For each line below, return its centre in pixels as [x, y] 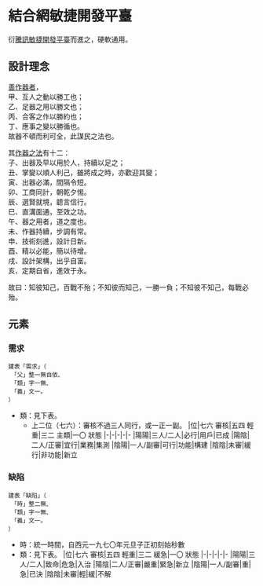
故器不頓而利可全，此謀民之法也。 [63, 136]
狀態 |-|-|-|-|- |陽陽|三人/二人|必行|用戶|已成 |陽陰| [168, 435]
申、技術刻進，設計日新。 [49, 241]
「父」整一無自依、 [39, 375]
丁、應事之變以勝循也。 [46, 126]
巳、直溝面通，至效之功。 [49, 211]
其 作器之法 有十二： [39, 152]
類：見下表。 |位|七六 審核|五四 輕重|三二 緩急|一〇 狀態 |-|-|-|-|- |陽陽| [134, 554]
